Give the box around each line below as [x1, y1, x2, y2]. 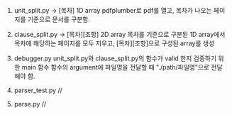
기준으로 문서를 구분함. [27, 15, 91, 23]
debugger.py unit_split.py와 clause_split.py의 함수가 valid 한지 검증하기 [13, 54, 217, 62]
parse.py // [13, 100, 47, 108]
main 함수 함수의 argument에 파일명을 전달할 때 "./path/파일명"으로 [21, 63, 210, 71]
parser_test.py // [13, 86, 62, 94]
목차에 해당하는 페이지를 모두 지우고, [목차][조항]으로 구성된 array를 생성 [13, 39, 215, 48]
